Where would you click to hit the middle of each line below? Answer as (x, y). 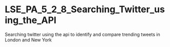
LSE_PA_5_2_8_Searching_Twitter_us (85, 9)
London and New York (28, 40)
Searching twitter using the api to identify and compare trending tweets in (82, 34)
